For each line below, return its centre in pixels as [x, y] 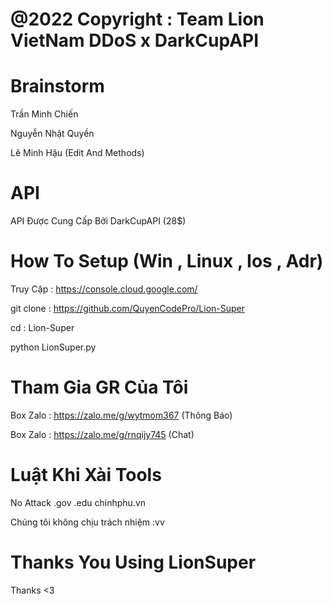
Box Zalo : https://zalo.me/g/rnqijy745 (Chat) [102, 434]
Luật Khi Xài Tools [86, 475]
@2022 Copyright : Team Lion [137, 19]
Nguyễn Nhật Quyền [52, 134]
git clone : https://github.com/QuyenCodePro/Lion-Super [128, 308]
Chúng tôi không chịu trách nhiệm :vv [87, 522]
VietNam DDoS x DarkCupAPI [135, 40]
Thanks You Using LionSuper [133, 562]
